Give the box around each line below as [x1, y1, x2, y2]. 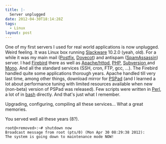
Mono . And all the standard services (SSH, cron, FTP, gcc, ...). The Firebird [5, 65, 158, 71]
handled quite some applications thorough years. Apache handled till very [5, 71, 156, 76]
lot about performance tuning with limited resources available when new [5, 81, 153, 87]
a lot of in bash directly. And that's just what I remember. [5, 91, 120, 97]
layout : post [5, 30, 32, 35]
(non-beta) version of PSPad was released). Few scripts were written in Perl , [5, 86, 162, 92]
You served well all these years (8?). [5, 116, 79, 122]
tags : [5, 21, 16, 26]
